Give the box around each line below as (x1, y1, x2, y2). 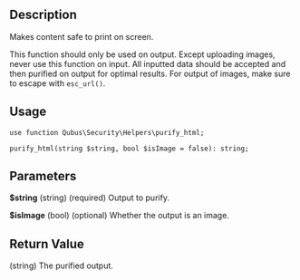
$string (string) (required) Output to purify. (9, 192, 170, 203)
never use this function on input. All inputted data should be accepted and (9, 58, 286, 69)
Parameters (9, 169, 77, 184)
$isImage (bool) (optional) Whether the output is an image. (9, 210, 229, 221)
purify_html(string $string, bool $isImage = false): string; (9, 144, 249, 153)
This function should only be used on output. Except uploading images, (9, 49, 276, 60)
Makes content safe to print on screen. (9, 31, 154, 42)
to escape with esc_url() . (9, 77, 106, 89)
